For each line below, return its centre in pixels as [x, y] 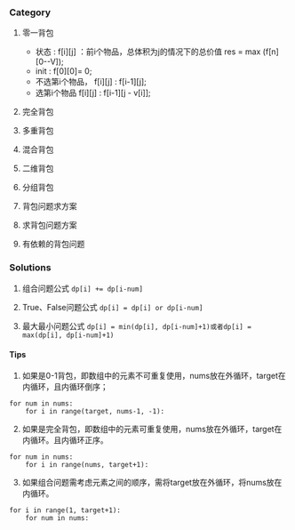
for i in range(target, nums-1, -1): [95, 411]
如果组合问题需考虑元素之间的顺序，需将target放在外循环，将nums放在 [152, 482]
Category [30, 12]
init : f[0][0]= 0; [64, 71]
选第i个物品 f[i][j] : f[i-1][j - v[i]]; [93, 93]
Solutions [30, 268]
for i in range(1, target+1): [65, 510]
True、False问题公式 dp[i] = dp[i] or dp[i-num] [112, 307]
